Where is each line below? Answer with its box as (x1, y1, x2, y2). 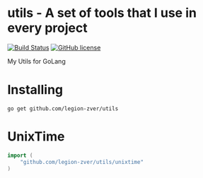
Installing (7, 82, 64, 98)
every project (7, 20, 88, 36)
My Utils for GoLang (7, 57, 66, 65)
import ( (7, 152, 33, 159)
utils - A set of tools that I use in (7, 5, 197, 21)
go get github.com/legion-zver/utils (7, 105, 119, 112)
